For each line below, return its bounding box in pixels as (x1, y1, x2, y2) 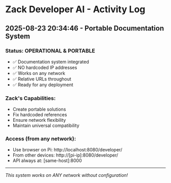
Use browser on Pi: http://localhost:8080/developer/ (12, 147, 123, 153)
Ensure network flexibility (12, 117, 66, 123)
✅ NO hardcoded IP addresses (12, 64, 77, 70)
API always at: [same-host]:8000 (12, 158, 82, 164)
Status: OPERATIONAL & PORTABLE (5, 47, 96, 54)
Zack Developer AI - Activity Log (5, 4, 146, 15)
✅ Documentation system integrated (12, 59, 89, 65)
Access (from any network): (5, 135, 76, 142)
